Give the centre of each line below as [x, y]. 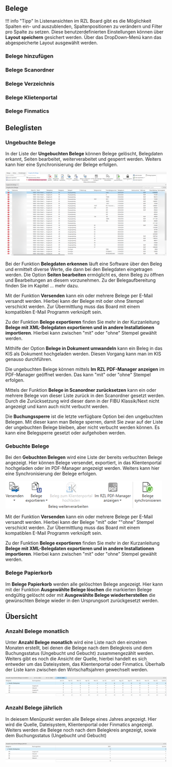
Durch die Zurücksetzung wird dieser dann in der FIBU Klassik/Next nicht [82, 401]
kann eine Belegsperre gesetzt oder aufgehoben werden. [66, 433]
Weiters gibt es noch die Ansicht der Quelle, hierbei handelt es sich [76, 659]
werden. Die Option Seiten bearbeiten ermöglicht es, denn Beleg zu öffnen [85, 275]
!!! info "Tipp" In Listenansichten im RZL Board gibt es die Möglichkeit [78, 21]
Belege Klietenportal [31, 97]
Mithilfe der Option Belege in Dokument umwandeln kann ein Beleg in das [84, 348]
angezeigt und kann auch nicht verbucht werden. [57, 406]
